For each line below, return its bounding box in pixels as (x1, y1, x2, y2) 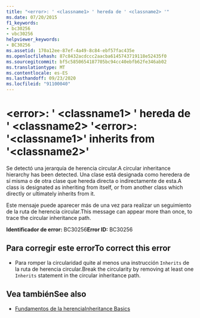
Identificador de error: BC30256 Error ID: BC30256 (6, 225, 133, 233)
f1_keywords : (6, 20, 39, 26)
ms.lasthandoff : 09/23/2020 (6, 75, 76, 81)
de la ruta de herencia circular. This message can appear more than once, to (6, 207, 193, 215)
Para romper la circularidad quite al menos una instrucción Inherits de (14, 259, 190, 266)
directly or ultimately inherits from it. (6, 189, 96, 197)
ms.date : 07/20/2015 (6, 14, 58, 20)
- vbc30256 (6, 31, 33, 37)
